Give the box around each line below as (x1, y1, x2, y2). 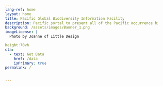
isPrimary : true (14, 61, 47, 66)
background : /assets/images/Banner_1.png (5, 25, 90, 30)
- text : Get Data (9, 52, 45, 57)
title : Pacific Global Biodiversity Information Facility (5, 16, 125, 21)
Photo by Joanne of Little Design (9, 34, 79, 39)
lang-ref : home (5, 7, 36, 12)
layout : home (5, 12, 32, 16)
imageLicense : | (5, 29, 38, 34)
